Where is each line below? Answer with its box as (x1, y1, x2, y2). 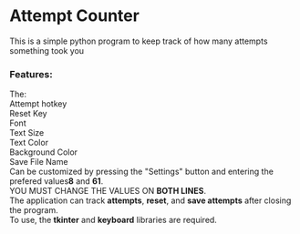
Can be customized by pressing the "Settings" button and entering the (9, 166, 274, 178)
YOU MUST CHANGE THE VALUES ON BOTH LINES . (9, 186, 207, 197)
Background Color (9, 147, 78, 158)
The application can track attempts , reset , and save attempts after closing (9, 195, 292, 206)
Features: (9, 67, 53, 80)
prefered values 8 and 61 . (9, 176, 104, 187)
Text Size (9, 127, 45, 138)
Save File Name (9, 157, 68, 168)
